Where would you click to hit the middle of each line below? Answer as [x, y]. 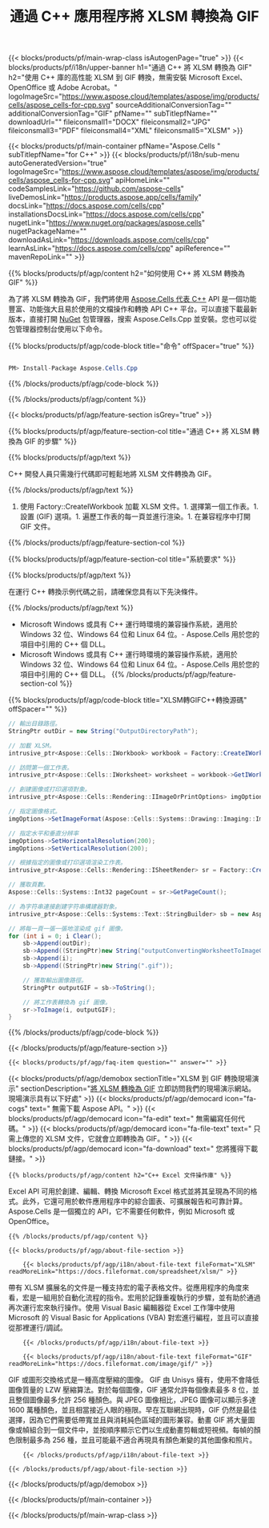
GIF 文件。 [37, 527]
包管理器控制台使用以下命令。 [57, 329]
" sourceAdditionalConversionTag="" [171, 105]
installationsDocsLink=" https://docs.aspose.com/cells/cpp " [106, 214]
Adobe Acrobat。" [87, 87]
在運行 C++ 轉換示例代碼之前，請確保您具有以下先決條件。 [105, 592]
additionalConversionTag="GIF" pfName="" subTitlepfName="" [113, 114]
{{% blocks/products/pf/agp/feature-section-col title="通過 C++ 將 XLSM [129, 432]
